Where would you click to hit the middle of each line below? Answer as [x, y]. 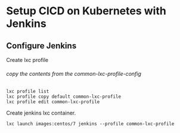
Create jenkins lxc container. [41, 113]
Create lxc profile [27, 60]
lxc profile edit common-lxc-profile [53, 102]
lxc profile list [28, 92]
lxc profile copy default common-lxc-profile [63, 97]
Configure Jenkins [41, 46]
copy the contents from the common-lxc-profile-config [74, 73]
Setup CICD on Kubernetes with [86, 11]
